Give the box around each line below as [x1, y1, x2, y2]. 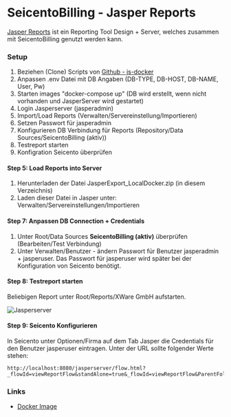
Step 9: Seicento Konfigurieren [7, 321, 98, 330]
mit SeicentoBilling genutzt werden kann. [7, 34, 124, 43]
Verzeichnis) [16, 186, 53, 195]
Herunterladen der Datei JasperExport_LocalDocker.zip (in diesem [16, 179, 206, 187]
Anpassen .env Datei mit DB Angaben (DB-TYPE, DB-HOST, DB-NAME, [16, 75, 219, 83]
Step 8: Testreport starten [7, 277, 84, 286]
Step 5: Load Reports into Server [7, 164, 102, 172]
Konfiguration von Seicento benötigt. [16, 261, 122, 270]
